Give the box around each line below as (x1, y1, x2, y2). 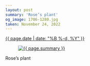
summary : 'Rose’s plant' (5, 12, 58, 17)
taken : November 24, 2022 (5, 21, 60, 27)
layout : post (5, 7, 33, 13)
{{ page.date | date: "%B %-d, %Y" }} (5, 36, 85, 42)
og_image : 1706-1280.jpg (5, 17, 58, 22)
